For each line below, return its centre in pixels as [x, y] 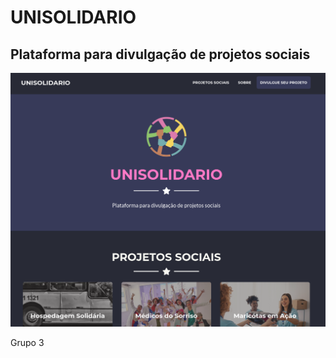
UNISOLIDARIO [73, 17]
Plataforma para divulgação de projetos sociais [160, 54]
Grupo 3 [27, 343]
